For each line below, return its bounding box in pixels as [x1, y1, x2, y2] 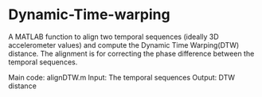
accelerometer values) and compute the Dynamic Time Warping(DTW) [8, 40, 240, 49]
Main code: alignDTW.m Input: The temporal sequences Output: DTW [8, 72, 236, 82]
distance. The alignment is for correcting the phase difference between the [8, 48, 255, 58]
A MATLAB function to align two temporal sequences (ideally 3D [8, 32, 219, 41]
